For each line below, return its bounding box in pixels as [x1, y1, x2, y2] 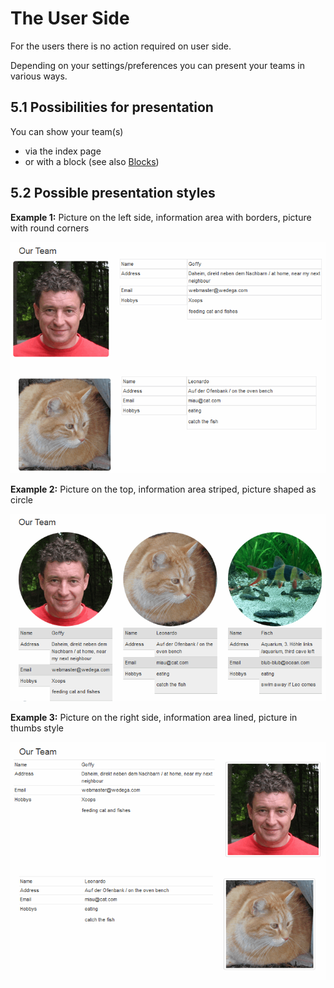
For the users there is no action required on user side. [10, 40, 232, 52]
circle [10, 493, 33, 506]
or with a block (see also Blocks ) [24, 155, 160, 167]
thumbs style [10, 722, 65, 734]
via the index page [24, 145, 102, 157]
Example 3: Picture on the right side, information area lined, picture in [10, 711, 298, 723]
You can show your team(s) [10, 125, 124, 137]
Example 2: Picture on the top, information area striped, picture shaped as [10, 483, 317, 495]
